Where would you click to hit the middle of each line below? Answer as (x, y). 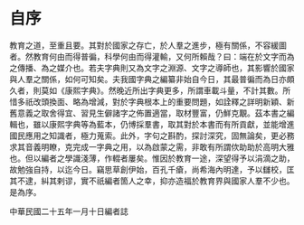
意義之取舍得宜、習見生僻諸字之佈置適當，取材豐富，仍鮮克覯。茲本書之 (152, 113)
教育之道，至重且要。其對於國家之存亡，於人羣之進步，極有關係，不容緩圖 (148, 45)
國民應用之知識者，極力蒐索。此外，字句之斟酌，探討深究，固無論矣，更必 (148, 136)
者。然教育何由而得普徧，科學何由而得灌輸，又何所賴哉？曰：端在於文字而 (148, 56)
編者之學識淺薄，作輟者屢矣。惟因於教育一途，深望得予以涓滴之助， (167, 158)
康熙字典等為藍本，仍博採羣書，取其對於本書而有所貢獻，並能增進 (171, 124)
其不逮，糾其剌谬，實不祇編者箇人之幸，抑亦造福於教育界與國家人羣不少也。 (152, 181)
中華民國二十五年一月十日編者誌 (69, 211)
